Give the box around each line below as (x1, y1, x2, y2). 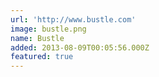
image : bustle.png (10, 24, 87, 34)
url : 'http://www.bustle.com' (10, 14, 137, 25)
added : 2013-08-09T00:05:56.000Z (10, 42, 150, 53)
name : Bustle (10, 33, 65, 43)
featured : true (10, 52, 74, 62)
